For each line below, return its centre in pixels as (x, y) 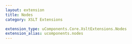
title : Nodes (19, 15)
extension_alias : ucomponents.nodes (44, 34)
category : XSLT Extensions (34, 19)
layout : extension (25, 10)
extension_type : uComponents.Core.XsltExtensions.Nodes (66, 29)
